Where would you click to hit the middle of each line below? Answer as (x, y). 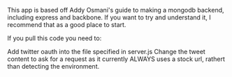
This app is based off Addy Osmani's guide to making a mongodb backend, (116, 10)
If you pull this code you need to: (55, 38)
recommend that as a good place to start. (67, 25)
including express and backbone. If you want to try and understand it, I (109, 17)
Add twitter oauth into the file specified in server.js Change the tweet (107, 52)
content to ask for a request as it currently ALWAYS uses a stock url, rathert (116, 59)
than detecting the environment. (53, 66)
